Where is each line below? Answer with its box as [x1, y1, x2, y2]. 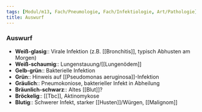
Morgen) [14, 54, 37, 61]
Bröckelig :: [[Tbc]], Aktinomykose [14, 92, 100, 99]
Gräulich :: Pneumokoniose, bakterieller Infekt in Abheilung [14, 79, 161, 87]
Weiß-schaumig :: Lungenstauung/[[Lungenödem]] [14, 60, 142, 68]
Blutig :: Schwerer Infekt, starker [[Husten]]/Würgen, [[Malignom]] [14, 98, 178, 105]
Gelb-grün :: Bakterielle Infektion [14, 66, 96, 74]
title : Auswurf [6, 14, 44, 20]
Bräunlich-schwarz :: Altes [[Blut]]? [14, 86, 103, 93]
